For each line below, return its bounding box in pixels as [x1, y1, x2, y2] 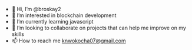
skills [11, 31, 25, 38]
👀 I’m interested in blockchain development [11, 12, 117, 19]
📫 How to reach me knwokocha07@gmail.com [11, 37, 126, 44]
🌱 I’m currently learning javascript [11, 18, 94, 25]
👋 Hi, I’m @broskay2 [11, 6, 61, 12]
